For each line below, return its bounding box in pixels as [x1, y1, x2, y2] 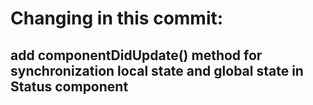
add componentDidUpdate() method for [10, 47, 263, 64]
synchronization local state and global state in [10, 62, 304, 79]
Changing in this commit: [10, 7, 224, 30]
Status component [10, 78, 129, 95]
